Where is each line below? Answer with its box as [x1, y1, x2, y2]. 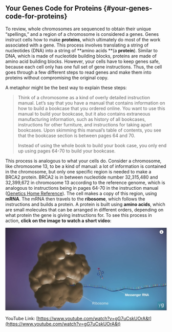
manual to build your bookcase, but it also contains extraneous [17, 110, 150, 117]
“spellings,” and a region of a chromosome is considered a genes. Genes [5, 31, 159, 37]
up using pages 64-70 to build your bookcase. [17, 148, 116, 154]
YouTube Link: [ [5, 315, 38, 321]
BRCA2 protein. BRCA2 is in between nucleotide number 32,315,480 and [5, 174, 158, 180]
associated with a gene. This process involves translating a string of [5, 42, 149, 48]
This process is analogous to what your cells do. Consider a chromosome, [5, 158, 162, 164]
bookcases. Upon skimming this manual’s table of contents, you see [17, 127, 161, 133]
